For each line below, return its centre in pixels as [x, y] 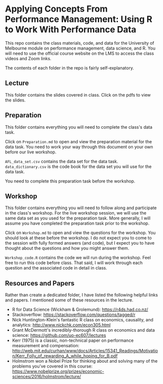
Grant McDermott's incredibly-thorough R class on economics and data [83, 330]
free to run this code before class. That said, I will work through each [74, 263]
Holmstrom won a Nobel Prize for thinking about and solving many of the [85, 361]
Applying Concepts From [57, 9]
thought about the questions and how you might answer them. [67, 248]
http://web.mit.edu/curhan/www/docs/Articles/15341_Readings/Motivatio [85, 351]
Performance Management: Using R [79, 19]
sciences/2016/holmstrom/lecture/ [47, 377]
